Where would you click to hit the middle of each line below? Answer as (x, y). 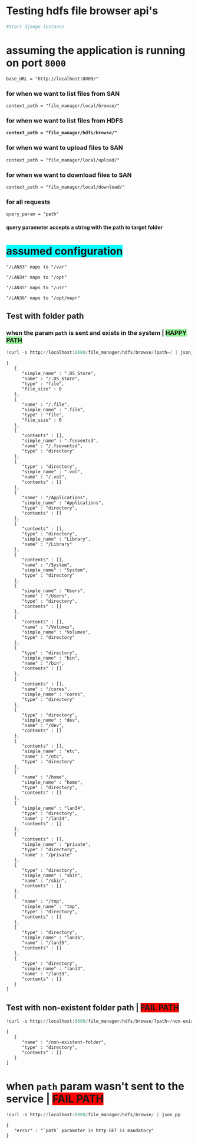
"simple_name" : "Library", (56, 539)
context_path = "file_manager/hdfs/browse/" (62, 133)
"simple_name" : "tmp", (51, 907)
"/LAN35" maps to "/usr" (37, 287)
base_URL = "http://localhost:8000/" (52, 79)
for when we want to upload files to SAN (65, 148)
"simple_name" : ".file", (53, 410)
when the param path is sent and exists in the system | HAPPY (96, 333)
